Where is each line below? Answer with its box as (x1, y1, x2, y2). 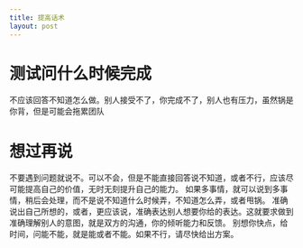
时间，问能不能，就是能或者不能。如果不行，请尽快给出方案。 (9, 229, 239, 240)
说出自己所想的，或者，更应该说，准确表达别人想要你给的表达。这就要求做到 (9, 207, 294, 217)
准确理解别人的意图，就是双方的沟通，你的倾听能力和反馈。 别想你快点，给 (9, 217, 289, 228)
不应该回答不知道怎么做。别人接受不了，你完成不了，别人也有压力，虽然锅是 (9, 95, 294, 106)
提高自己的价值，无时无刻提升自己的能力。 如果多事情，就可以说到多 (24, 184, 280, 195)
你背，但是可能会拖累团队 (9, 106, 105, 117)
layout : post (9, 22, 59, 31)
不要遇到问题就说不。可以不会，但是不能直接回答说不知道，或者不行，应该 (9, 172, 286, 183)
